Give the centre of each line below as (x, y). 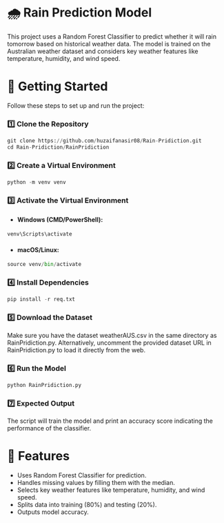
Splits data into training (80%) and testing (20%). (87, 505)
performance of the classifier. (49, 428)
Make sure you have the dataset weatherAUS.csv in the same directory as (112, 335)
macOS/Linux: (38, 249)
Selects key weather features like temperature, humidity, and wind (111, 490)
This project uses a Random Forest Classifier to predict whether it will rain (112, 36)
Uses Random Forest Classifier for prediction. (82, 475)
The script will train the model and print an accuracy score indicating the (110, 421)
